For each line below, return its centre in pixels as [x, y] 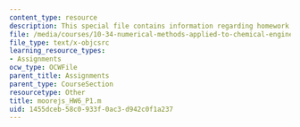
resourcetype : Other [48, 92]
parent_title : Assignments [59, 76]
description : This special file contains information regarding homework [150, 26]
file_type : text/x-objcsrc [59, 42]
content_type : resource [54, 17]
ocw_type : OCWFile [43, 68]
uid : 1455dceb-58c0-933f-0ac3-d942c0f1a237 [92, 109]
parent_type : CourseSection [62, 84]
